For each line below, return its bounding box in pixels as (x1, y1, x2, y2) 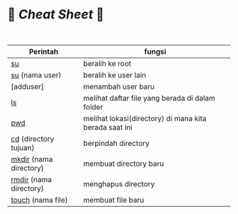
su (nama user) (11, 70, 62, 80)
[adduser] (11, 81, 45, 91)
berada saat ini (83, 122, 132, 132)
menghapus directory (83, 179, 155, 188)
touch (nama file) (11, 195, 69, 205)
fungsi (144, 46, 166, 56)
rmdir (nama (11, 174, 52, 184)
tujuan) (11, 142, 35, 152)
